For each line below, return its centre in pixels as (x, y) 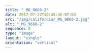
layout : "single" (24, 38)
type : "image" (20, 33)
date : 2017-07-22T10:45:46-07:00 (41, 15)
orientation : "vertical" (32, 43)
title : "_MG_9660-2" (27, 10)
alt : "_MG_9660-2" (25, 24)
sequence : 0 (18, 29)
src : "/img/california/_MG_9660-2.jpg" (48, 19)
